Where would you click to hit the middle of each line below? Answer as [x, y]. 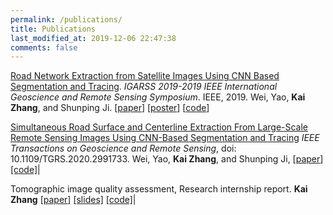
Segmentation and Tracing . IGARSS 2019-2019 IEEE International [144, 87]
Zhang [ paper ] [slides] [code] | [73, 200]
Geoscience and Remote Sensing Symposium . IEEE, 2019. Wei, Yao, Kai [158, 97]
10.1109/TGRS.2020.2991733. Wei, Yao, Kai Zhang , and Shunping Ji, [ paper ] [167, 159]
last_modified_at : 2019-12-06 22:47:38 [93, 38]
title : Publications [53, 29]
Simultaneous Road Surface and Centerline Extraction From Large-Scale [159, 127]
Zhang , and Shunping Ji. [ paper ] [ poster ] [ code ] [110, 108]
